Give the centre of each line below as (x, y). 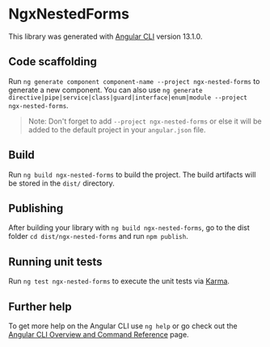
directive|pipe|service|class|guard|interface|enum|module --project (128, 98)
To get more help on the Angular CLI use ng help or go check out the (123, 326)
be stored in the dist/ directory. (61, 183)
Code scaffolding (53, 62)
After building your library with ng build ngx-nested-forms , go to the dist (129, 228)
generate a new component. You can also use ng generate (105, 90)
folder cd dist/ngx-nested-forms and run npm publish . (98, 236)
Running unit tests (55, 262)
